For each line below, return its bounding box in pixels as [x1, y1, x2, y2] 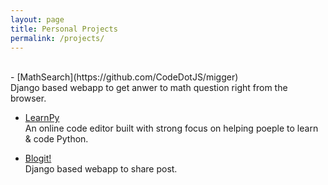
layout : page [10, 14, 65, 25]
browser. [10, 92, 47, 105]
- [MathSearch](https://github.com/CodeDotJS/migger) [10, 71, 239, 83]
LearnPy [24, 112, 60, 124]
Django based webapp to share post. [24, 163, 178, 175]
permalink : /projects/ [10, 33, 105, 43]
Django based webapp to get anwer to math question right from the [10, 82, 288, 94]
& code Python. [24, 133, 89, 145]
